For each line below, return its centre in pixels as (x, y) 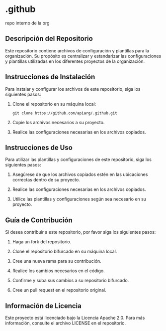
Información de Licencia (43, 306)
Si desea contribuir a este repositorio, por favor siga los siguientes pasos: (81, 232)
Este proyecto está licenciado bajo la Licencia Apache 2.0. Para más (75, 318)
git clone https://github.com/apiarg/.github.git (65, 113)
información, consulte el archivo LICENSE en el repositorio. (65, 323)
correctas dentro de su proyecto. (46, 180)
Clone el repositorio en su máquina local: (54, 104)
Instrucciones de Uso (39, 147)
